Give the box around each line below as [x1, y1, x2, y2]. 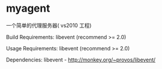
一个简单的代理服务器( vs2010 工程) [6, 22, 92, 29]
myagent [6, 2, 50, 15]
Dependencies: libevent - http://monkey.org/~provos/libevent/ [6, 56, 156, 63]
